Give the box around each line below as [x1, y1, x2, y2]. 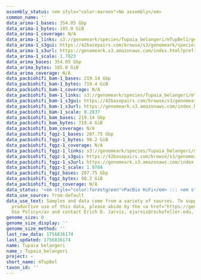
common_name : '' [6, 14, 47, 20]
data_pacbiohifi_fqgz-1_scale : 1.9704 [6, 165, 103, 171]
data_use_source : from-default [6, 192, 84, 198]
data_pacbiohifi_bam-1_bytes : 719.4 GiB [6, 81, 109, 87]
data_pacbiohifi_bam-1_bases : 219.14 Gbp [6, 75, 111, 81]
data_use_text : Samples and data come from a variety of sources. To [6, 198, 184, 204]
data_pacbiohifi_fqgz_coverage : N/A [6, 181, 98, 187]
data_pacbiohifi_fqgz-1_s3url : [6, 159, 84, 165]
